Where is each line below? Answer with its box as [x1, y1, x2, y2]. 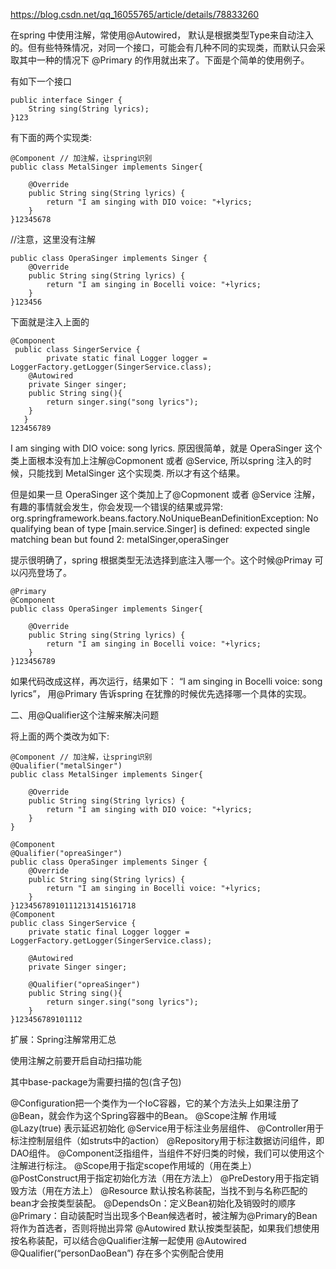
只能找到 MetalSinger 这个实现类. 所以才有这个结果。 [27, 467, 246, 479]
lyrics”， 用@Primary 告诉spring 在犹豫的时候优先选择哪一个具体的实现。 [10, 688, 312, 699]
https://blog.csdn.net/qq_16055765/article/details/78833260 [10, 9, 260, 20]
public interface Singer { [10, 95, 123, 105]
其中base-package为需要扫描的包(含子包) [10, 1076, 182, 1088]
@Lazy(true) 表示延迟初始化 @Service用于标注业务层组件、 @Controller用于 [10, 1122, 325, 1134]
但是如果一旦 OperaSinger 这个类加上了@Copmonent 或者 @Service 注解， [10, 489, 321, 500]
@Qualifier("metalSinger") [10, 761, 123, 771]
